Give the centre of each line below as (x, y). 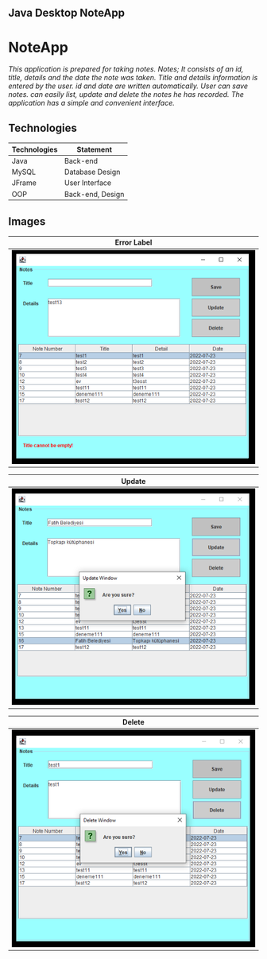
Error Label (133, 242)
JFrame (24, 183)
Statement (95, 149)
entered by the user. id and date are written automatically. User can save (128, 86)
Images (27, 221)
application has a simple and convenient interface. (91, 103)
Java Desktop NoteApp (67, 13)
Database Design (93, 172)
